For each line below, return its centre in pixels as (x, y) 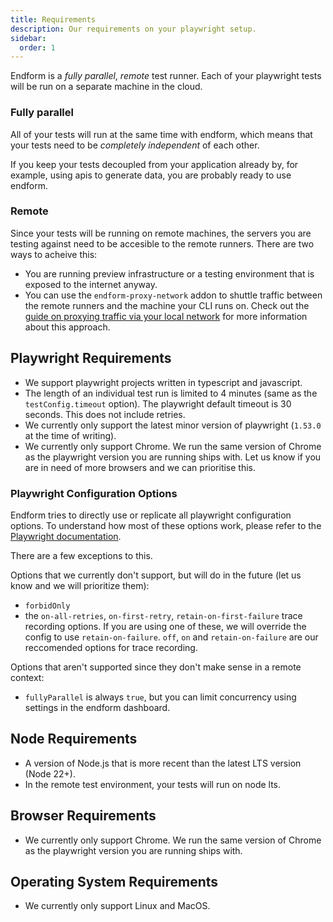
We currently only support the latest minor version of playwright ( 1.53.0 (173, 425)
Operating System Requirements (114, 881)
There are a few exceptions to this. (81, 555)
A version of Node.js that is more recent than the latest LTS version (163, 763)
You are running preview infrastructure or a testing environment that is (169, 273)
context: (27, 677)
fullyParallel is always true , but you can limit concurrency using (160, 697)
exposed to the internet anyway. (91, 284)
